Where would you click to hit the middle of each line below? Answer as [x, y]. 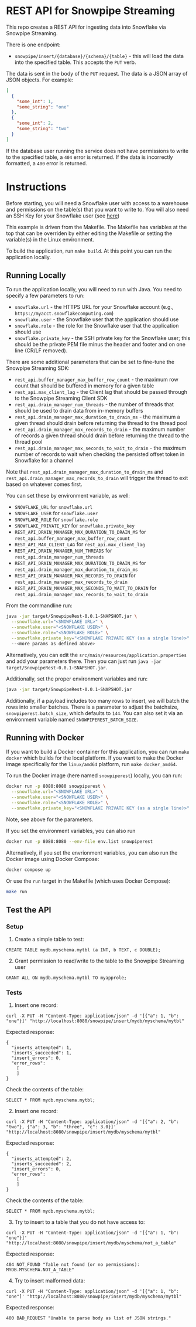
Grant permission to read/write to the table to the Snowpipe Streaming [99, 961]
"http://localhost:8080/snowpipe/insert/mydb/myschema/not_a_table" [91, 1243]
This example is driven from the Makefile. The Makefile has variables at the [97, 227]
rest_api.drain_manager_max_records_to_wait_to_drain [81, 595]
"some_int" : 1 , [35, 101]
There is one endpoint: [33, 45]
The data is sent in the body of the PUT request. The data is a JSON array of [97, 73]
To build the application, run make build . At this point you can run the [89, 251]
